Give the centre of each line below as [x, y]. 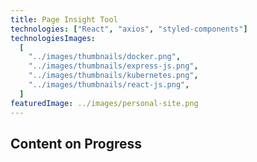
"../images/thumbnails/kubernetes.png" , [113, 76]
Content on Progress [76, 143]
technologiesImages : [53, 38]
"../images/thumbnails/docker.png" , [105, 57]
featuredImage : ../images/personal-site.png [104, 103]
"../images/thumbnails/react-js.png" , [109, 85]
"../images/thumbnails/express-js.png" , [113, 66]
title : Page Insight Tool [64, 19]
